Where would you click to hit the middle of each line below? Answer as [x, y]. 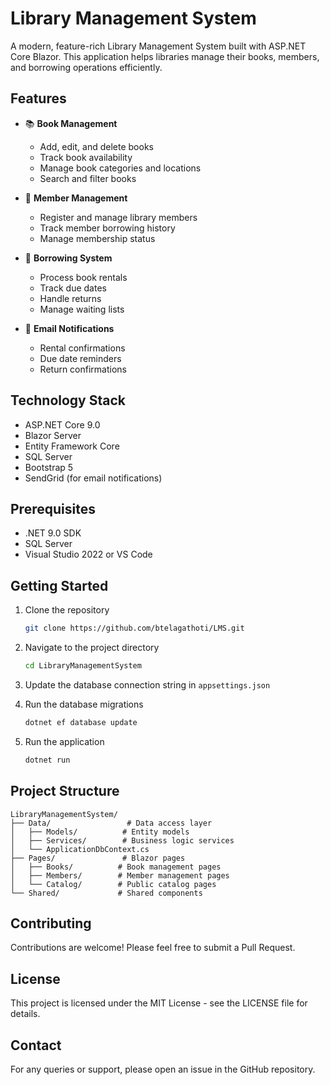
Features [38, 98]
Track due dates [73, 288]
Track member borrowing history [107, 228]
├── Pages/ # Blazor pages [98, 858]
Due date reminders [80, 358]
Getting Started [59, 585]
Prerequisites [53, 508]
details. [25, 1014]
